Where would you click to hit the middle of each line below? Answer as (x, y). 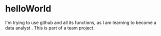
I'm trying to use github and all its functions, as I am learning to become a (81, 22)
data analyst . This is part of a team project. (50, 27)
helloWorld (28, 9)
